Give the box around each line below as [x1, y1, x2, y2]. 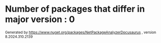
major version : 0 [5, 14, 75, 25]
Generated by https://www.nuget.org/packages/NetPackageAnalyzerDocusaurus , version [5, 30, 156, 35]
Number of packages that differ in [5, 3, 145, 15]
